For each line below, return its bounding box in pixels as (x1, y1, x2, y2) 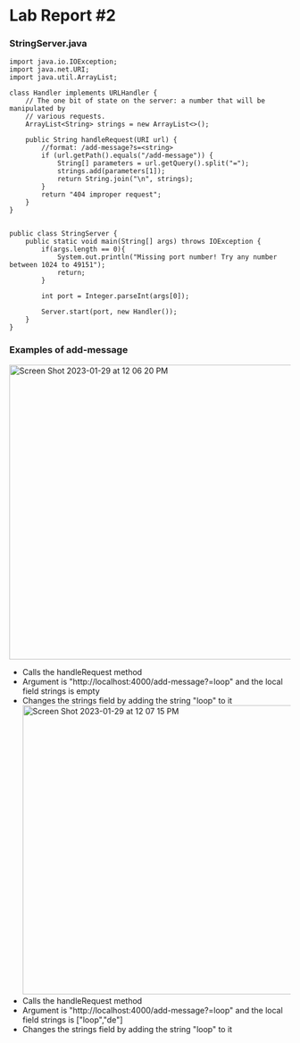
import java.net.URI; (9, 65, 90, 74)
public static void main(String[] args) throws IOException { (25, 238, 262, 246)
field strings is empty (21, 685, 100, 697)
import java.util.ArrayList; (9, 73, 118, 82)
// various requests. (25, 113, 105, 121)
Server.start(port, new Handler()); (41, 307, 178, 317)
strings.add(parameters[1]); (56, 167, 166, 176)
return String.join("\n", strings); (56, 175, 194, 184)
